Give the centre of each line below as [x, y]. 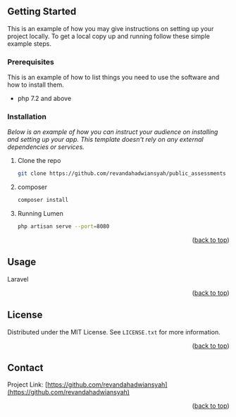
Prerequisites [31, 61]
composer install [43, 200]
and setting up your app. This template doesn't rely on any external [105, 140]
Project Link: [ [27, 385]
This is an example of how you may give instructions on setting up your [111, 28]
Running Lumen [40, 214]
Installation [27, 117]
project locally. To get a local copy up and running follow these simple [108, 36]
